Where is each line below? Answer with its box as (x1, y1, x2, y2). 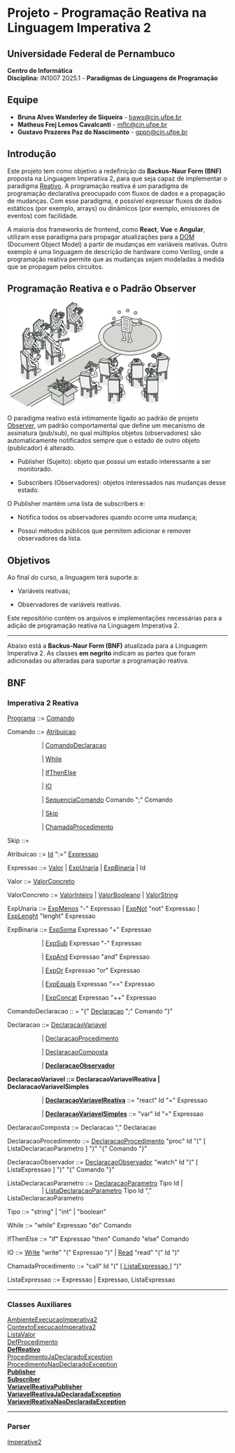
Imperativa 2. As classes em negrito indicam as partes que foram (7, 649, 196, 658)
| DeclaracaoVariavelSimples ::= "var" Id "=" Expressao (41, 1109, 204, 1117)
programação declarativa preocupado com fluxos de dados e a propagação (7, 189, 225, 197)
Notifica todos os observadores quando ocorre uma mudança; (17, 513, 198, 522)
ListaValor (7, 1330, 36, 1339)
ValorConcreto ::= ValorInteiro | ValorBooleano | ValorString (7, 890, 178, 899)
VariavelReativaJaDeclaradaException (7, 1390, 121, 1398)
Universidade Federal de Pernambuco (7, 48, 176, 60)
